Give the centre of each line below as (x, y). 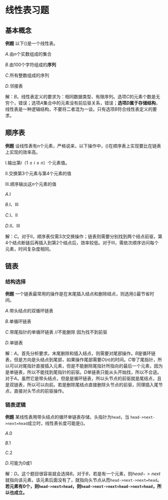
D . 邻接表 (14, 86)
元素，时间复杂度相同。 (29, 249)
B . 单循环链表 (18, 321)
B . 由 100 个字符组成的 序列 (31, 65)
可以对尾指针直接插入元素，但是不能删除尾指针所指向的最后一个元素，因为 (86, 366)
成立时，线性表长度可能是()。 (57, 423)
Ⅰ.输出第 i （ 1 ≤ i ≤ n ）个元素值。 (37, 162)
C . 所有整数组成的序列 (27, 75)
